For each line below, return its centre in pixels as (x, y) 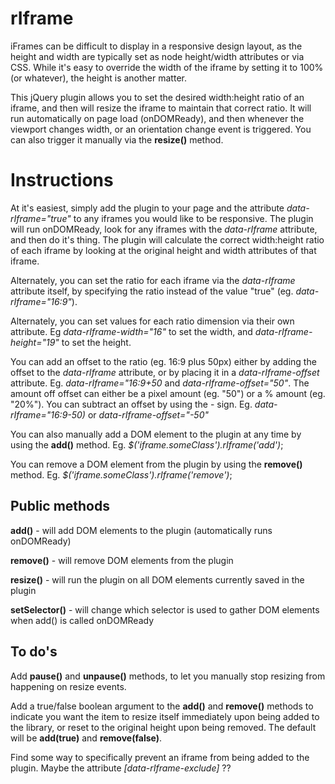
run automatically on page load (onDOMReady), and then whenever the (157, 118)
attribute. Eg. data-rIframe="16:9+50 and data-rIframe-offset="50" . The (160, 383)
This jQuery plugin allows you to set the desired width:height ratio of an (157, 97)
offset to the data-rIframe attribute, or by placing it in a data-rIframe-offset (165, 372)
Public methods (60, 506)
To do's (34, 652)
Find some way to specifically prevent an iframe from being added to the (160, 757)
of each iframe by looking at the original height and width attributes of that (163, 250)
